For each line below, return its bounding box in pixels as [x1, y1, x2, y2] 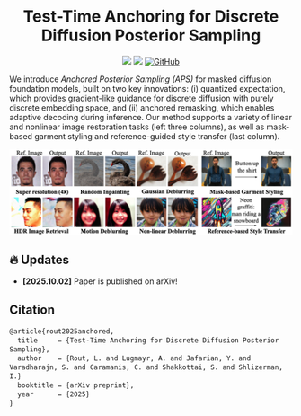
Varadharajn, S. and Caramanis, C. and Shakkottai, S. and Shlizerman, [9, 363, 283, 372]
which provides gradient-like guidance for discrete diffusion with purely [9, 93, 274, 103]
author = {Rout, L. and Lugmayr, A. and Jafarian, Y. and [17, 354, 252, 363]
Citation [9, 302, 56, 317]
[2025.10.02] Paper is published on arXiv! [22, 276, 178, 287]
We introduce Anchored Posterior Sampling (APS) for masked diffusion [9, 74, 272, 84]
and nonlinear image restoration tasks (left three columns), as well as [9, 121, 265, 132]
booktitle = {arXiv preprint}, [17, 381, 135, 390]
